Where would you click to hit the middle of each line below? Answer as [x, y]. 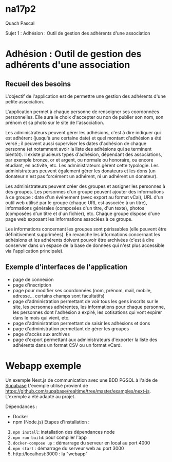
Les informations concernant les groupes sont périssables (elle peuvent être [86, 229]
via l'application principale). [35, 251]
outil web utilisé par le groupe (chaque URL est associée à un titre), [76, 202]
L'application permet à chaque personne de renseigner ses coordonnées [82, 112]
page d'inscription [32, 285]
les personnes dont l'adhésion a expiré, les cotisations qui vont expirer [87, 312]
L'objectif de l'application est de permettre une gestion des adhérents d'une [85, 96]
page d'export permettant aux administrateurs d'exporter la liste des [85, 340]
